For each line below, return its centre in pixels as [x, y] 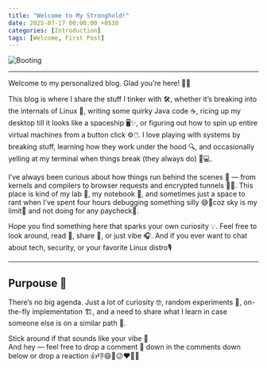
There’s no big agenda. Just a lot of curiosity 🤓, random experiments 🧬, [125, 302]
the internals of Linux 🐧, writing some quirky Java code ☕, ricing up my [124, 111]
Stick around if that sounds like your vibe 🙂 [78, 339]
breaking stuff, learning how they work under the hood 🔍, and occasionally [132, 147]
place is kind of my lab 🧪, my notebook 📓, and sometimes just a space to [127, 194]
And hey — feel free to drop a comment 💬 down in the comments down [124, 347]
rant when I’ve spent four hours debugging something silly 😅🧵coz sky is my [133, 203]
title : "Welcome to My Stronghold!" [69, 15]
